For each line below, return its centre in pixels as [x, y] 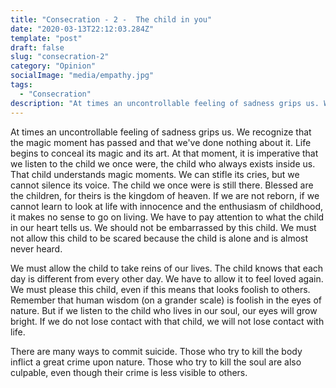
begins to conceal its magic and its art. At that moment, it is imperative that [164, 153]
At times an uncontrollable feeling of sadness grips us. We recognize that [161, 132]
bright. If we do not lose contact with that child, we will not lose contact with [167, 321]
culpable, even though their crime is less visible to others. [129, 372]
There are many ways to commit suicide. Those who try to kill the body [156, 351]
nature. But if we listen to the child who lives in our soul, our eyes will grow [164, 310]
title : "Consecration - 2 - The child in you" [111, 19]
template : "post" [46, 38]
